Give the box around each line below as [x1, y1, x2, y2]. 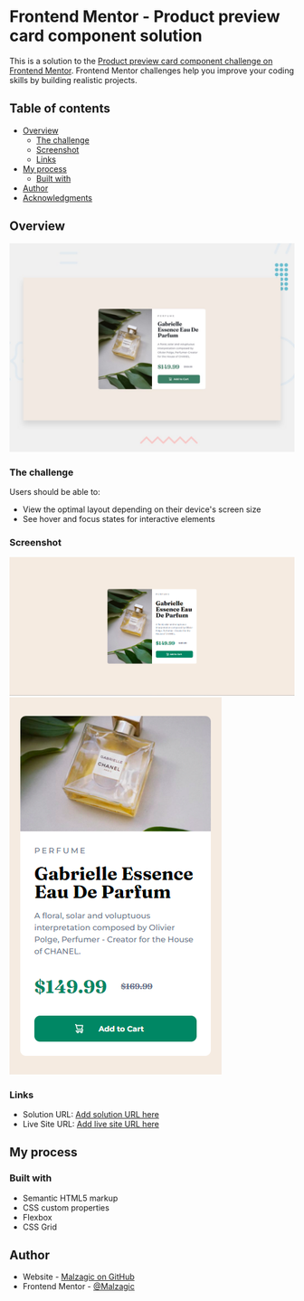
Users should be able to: [9, 487, 101, 497]
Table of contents [9, 101, 110, 117]
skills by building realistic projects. [9, 74, 138, 85]
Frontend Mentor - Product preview [9, 6, 280, 27]
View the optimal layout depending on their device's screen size [22, 504, 261, 515]
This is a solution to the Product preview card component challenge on [9, 55, 273, 66]
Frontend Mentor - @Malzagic [22, 1281, 136, 1292]
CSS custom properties [22, 1201, 110, 1213]
